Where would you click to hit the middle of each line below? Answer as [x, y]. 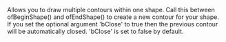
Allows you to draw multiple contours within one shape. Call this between [111, 10]
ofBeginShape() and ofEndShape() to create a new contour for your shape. [113, 17]
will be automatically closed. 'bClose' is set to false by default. [95, 31]
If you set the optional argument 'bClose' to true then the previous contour [113, 24]
